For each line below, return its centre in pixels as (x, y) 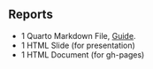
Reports (31, 15)
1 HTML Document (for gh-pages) (83, 54)
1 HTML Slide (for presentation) (78, 45)
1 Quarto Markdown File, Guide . (78, 35)
